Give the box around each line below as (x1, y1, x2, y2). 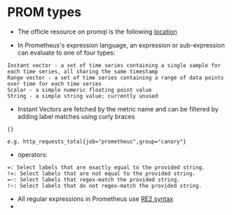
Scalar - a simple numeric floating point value (7, 86, 152, 93)
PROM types (7, 4, 82, 20)
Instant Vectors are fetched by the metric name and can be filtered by (17, 104, 219, 113)
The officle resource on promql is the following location (17, 27, 177, 36)
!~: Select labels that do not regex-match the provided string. (7, 182, 202, 189)
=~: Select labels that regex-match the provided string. (7, 176, 180, 183)
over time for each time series (7, 80, 102, 88)
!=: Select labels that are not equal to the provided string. (7, 169, 196, 177)
